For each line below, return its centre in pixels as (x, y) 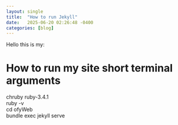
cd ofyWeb (19, 110)
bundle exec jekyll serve (36, 116)
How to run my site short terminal (89, 68)
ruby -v (15, 103)
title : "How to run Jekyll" (42, 17)
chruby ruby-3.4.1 (27, 97)
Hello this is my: (25, 45)
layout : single (25, 11)
